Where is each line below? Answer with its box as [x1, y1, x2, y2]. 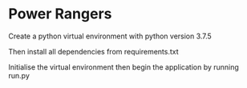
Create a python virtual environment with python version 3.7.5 [8, 31, 213, 41]
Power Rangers [8, 5, 112, 23]
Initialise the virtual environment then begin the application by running [8, 62, 239, 72]
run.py [8, 70, 30, 80]
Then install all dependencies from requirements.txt [8, 46, 179, 56]
